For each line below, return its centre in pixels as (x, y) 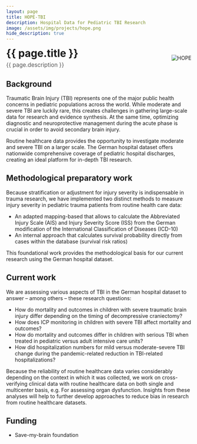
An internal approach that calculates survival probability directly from (98, 235)
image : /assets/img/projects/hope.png (54, 28)
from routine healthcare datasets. (46, 402)
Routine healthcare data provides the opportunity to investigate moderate (95, 141)
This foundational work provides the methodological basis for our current (95, 253)
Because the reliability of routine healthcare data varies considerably (89, 371)
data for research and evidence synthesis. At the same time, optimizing (92, 117)
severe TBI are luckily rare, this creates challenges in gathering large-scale (97, 110)
